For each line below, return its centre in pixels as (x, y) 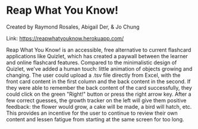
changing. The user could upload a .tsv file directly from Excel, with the (93, 75)
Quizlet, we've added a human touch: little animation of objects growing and (99, 68)
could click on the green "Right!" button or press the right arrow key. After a (99, 94)
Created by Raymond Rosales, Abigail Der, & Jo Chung (73, 27)
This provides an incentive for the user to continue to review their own (92, 113)
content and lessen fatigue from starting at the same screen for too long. (95, 119)
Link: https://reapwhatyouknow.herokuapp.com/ (65, 38)
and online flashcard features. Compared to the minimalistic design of (92, 62)
